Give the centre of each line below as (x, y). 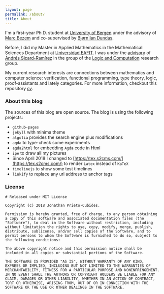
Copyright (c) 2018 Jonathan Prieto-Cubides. (52, 205)
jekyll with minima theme (39, 132)
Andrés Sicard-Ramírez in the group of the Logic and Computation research (82, 58)
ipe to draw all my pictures (39, 153)
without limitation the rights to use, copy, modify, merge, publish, (79, 227)
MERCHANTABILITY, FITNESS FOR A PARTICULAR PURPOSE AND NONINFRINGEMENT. (82, 270)
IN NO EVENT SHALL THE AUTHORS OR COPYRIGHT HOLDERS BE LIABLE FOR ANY (80, 274)
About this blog (24, 101)
